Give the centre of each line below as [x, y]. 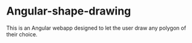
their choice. [22, 34]
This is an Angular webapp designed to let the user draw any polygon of [96, 28]
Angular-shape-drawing [69, 11]
